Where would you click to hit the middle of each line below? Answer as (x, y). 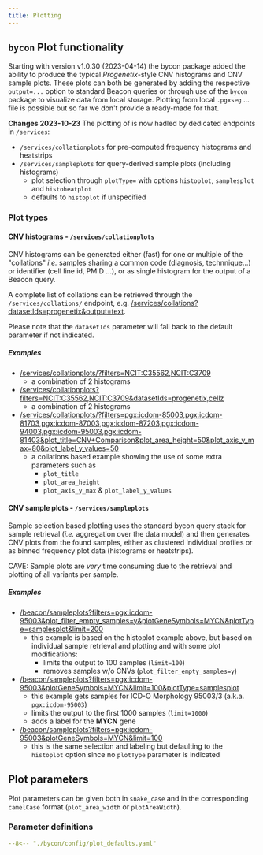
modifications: (54, 654)
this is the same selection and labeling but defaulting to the (127, 746)
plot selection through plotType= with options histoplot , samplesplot (143, 180)
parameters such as (64, 465)
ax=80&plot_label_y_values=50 (69, 448)
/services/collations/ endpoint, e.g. (69, 303)
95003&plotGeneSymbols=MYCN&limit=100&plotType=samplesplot (129, 687)
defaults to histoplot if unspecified (89, 197)
